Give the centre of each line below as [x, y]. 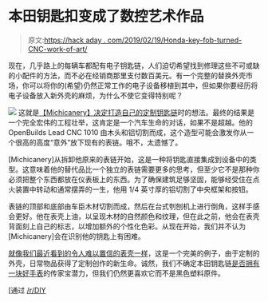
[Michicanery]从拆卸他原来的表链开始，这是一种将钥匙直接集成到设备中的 [129, 159]
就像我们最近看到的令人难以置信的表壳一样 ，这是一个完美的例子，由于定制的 [134, 253]
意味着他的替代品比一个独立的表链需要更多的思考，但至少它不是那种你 [144, 169]
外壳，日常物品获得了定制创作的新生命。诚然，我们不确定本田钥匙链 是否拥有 [134, 263]
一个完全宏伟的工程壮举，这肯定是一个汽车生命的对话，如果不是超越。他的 [130, 122]
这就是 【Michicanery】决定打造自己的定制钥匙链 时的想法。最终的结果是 [136, 112]
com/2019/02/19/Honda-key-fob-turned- [175, 40]
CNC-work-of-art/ [57, 49]
